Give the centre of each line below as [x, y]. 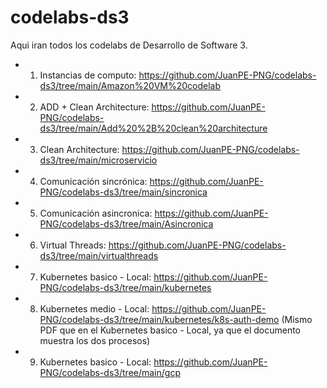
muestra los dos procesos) [95, 340]
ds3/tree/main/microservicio [98, 160]
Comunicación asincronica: [96, 213]
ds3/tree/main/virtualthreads [99, 255]
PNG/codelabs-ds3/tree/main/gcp [110, 372]
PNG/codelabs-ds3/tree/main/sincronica [123, 192]
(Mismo [297, 319]
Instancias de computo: [88, 75]
